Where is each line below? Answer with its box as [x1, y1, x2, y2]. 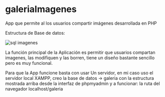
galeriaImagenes [5, 4, 77, 15]
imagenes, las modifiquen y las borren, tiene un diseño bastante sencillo [5, 54, 155, 61]
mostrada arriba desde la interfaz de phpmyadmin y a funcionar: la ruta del [5, 80, 160, 86]
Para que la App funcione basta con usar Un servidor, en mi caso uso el [5, 69, 153, 76]
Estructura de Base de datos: [5, 30, 65, 36]
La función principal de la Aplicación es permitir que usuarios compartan [5, 49, 155, 55]
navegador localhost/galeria [5, 85, 63, 91]
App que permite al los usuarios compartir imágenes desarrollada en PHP [5, 20, 157, 26]
